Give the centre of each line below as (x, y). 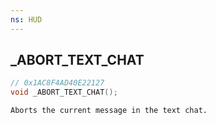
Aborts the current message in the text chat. (109, 111)
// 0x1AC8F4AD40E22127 (57, 83)
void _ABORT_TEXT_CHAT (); (64, 92)
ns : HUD (26, 19)
